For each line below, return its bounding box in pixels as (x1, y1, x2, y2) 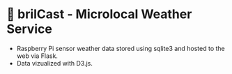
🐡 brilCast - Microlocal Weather (6, 6, 192, 22)
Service (6, 21, 53, 37)
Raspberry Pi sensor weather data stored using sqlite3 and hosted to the (16, 44, 225, 52)
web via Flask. (16, 52, 59, 60)
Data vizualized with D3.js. (16, 59, 93, 67)
